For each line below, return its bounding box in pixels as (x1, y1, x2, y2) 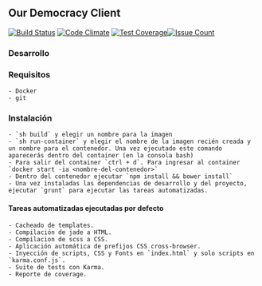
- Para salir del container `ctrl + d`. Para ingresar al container (8, 159, 240, 167)
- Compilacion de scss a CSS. (8, 235, 109, 243)
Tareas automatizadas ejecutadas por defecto (8, 203, 164, 213)
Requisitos (8, 69, 50, 80)
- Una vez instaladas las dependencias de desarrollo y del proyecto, (8, 180, 248, 188)
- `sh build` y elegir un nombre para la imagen (8, 131, 173, 139)
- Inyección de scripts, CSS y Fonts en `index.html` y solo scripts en (8, 249, 255, 257)
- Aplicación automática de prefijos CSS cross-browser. (8, 242, 201, 250)
